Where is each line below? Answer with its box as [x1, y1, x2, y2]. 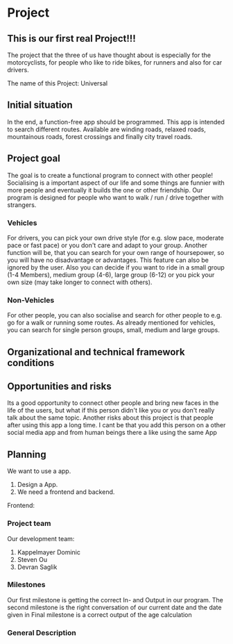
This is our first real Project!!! [7, 33, 137, 44]
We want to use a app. [7, 467, 71, 475]
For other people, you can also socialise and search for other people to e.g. [7, 311, 223, 320]
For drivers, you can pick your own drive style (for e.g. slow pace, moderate [7, 233, 224, 242]
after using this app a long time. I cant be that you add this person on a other [7, 421, 226, 429]
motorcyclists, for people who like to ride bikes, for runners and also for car [7, 58, 223, 67]
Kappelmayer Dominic [17, 547, 81, 556]
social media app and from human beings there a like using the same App [7, 429, 217, 437]
